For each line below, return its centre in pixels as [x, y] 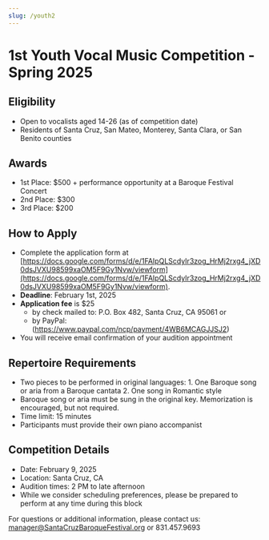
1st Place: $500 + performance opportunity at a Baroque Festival [126, 183]
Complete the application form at [74, 252]
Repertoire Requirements [72, 363]
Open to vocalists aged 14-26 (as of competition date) [109, 121]
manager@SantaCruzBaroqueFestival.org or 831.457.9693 [104, 527]
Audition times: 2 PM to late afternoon [82, 486]
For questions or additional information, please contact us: [104, 518]
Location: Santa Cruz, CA [62, 478]
